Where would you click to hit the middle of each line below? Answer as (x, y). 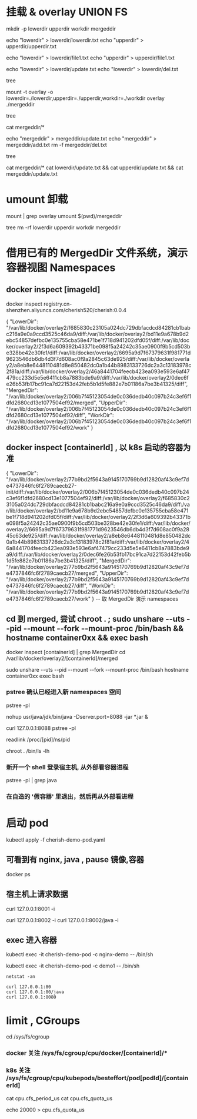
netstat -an (21, 977)
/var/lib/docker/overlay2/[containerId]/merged (62, 658)
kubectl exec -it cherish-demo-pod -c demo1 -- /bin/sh (73, 966)
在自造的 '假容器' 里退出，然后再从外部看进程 (70, 797)
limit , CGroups (43, 1021)
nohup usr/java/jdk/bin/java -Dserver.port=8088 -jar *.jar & (77, 716)
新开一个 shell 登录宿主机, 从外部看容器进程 (67, 767)
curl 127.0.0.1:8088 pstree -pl (41, 728)
